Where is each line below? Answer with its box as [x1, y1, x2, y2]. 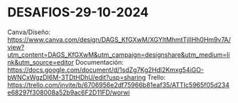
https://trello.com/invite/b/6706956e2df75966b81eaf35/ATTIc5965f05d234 [7, 80, 229, 89]
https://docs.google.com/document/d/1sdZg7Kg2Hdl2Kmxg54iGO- [7, 65, 205, 74]
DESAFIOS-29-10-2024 [7, 4, 149, 21]
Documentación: [75, 58, 124, 66]
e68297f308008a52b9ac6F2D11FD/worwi [7, 88, 130, 97]
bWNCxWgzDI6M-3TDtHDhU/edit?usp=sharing [7, 72, 146, 82]
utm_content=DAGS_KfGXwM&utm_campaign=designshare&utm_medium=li [7, 50, 230, 59]
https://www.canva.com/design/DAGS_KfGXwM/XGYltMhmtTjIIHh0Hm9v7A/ [7, 35, 231, 43]
